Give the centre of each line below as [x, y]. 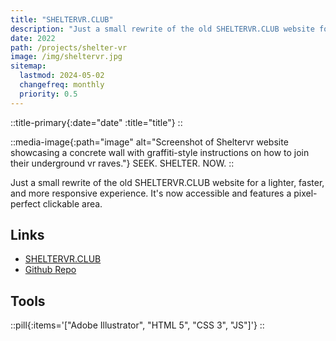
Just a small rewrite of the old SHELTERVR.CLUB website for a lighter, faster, [167, 182]
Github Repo [50, 270]
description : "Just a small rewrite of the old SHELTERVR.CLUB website [162, 29]
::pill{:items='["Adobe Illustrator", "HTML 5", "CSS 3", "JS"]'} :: [137, 325]
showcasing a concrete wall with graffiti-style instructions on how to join [160, 152]
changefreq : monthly [62, 85]
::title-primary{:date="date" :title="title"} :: [96, 122]
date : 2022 [33, 38]
